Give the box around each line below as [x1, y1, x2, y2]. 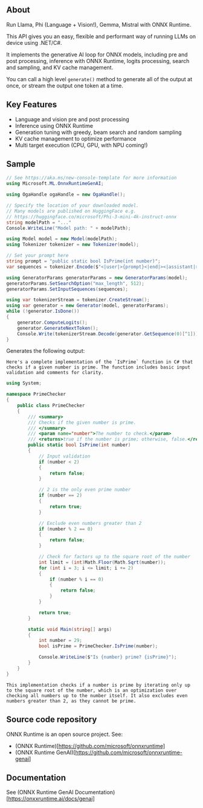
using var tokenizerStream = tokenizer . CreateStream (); [6, 297, 150, 303]
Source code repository [6, 715, 97, 725]
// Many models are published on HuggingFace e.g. [6, 208, 137, 214]
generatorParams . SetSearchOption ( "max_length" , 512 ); [6, 280, 145, 287]
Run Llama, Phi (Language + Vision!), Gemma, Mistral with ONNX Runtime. [6, 21, 192, 28]
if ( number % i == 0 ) [49, 576, 104, 583]
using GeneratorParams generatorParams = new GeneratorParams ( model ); [6, 275, 188, 281]
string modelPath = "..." [6, 219, 71, 225]
